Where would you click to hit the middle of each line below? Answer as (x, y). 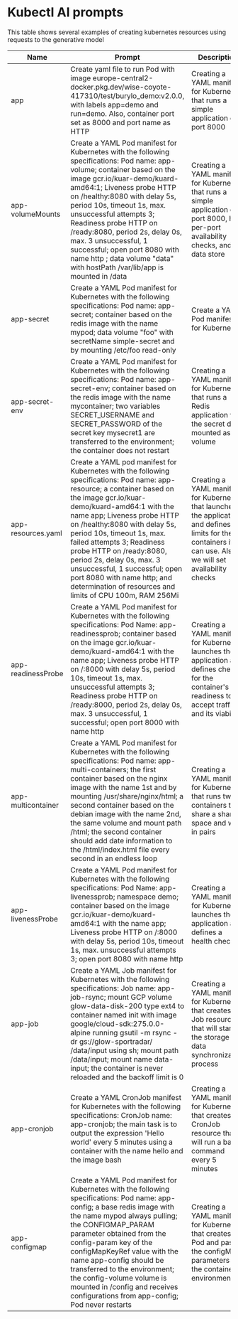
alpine (80, 1032)
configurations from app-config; (125, 1296)
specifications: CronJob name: (121, 1115)
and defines (211, 524)
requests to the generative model (56, 39)
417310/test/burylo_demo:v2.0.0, (127, 95)
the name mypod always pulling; (124, 1215)
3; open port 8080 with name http (127, 958)
